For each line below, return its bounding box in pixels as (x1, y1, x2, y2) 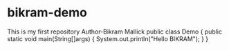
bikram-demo (7, 5, 88, 21)
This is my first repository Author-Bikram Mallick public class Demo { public (7, 27, 223, 36)
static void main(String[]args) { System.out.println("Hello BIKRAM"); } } (7, 34, 209, 42)
